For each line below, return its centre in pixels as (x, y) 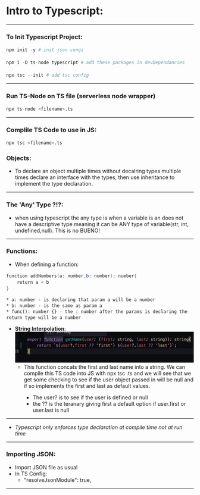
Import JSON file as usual (46, 467)
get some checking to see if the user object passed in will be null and (109, 380)
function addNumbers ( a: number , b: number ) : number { (71, 276)
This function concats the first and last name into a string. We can (104, 366)
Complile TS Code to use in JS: (51, 130)
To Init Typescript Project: (44, 37)
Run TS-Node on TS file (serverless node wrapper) (81, 96)
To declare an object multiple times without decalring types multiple (98, 171)
